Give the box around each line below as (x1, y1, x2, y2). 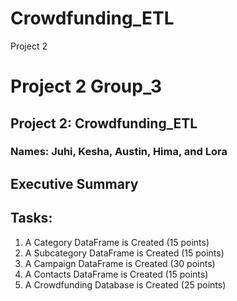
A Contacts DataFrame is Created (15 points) (24, 268, 209, 280)
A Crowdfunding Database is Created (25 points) (24, 278, 227, 291)
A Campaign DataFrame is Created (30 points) (24, 257, 216, 269)
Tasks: (10, 210, 53, 227)
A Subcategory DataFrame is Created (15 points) (24, 247, 225, 259)
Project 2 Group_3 (10, 75, 163, 98)
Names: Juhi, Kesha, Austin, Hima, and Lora (10, 145, 228, 159)
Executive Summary (10, 175, 139, 192)
